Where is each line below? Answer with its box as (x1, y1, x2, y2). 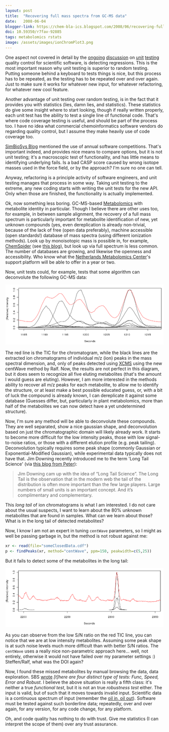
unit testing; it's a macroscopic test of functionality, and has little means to (5, 154, 159, 160)
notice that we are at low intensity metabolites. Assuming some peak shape (5, 637, 162, 643)
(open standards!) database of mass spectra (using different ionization (5, 232, 152, 238)
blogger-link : (5, 24, 35, 29)
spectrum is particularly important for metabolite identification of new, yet (5, 216, 158, 222)
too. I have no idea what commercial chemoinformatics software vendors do (5, 123, 163, 129)
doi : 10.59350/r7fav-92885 (5, 29, 62, 35)
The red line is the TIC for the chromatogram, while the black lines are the (5, 350, 158, 356)
